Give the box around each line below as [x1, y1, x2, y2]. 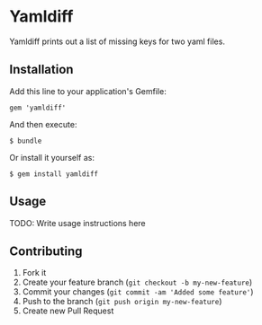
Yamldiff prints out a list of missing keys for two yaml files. [9, 36, 225, 47]
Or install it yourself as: [9, 152, 95, 162]
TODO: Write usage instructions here [9, 217, 146, 228]
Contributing [9, 243, 83, 259]
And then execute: [9, 119, 77, 129]
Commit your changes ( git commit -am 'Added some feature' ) [22, 286, 254, 297]
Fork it [22, 268, 47, 278]
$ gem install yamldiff [9, 169, 99, 179]
